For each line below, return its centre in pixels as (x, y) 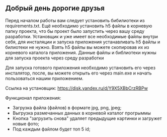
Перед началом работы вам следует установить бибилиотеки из (75, 20)
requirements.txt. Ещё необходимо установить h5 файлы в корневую (79, 26)
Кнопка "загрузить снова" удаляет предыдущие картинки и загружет (87, 118)
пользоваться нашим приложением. (45, 78)
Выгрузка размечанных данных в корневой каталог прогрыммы (81, 113)
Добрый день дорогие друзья (55, 8)
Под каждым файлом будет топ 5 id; (51, 129)
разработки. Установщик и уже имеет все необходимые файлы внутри (82, 36)
